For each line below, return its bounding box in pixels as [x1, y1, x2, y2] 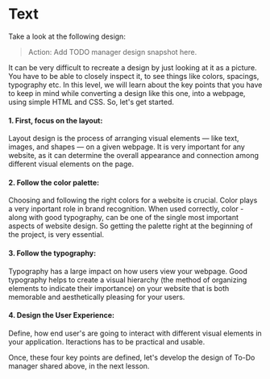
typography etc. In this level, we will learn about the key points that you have [8, 80, 263, 90]
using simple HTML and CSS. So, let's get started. [8, 97, 175, 106]
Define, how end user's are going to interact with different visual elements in [8, 328, 262, 338]
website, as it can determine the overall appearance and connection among [8, 151, 260, 160]
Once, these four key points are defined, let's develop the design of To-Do [8, 352, 255, 362]
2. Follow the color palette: [8, 177, 99, 187]
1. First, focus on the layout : [8, 115, 103, 125]
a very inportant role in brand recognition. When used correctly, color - [8, 204, 244, 214]
